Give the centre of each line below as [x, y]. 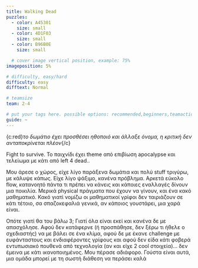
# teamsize [19, 98]
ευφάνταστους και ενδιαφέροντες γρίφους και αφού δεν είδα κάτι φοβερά [98, 240]
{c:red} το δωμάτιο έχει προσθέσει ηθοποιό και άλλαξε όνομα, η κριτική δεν [99, 137]
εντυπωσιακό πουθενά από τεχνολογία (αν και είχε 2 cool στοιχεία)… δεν [97, 246]
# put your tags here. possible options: [58, 114]
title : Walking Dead [32, 11]
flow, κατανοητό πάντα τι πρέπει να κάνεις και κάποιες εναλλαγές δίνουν [97, 184]
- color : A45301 [31, 22]
